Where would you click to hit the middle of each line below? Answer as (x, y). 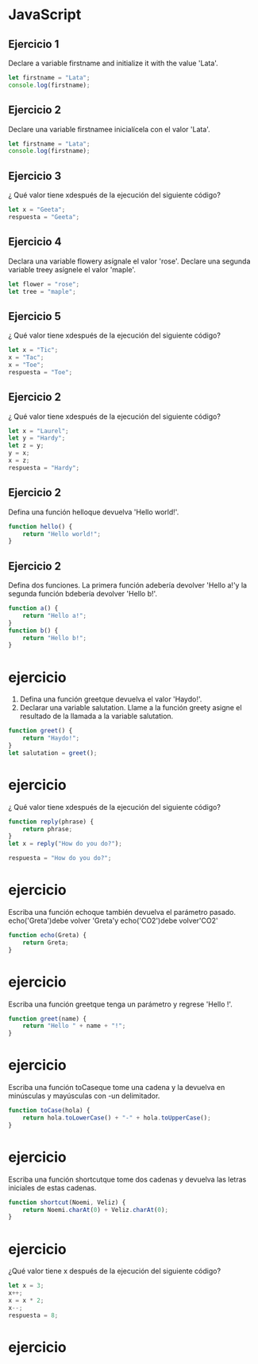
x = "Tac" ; (26, 358)
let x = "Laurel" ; (39, 431)
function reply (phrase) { (51, 822)
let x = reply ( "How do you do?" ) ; (65, 844)
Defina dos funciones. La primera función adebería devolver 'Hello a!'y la (128, 585)
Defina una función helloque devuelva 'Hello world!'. (94, 512)
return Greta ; (46, 942)
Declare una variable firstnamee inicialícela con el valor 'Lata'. (109, 129)
